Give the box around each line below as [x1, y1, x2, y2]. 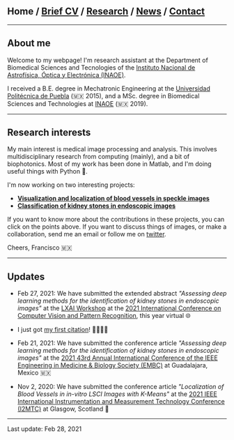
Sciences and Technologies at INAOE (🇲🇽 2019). [7, 99, 148, 107]
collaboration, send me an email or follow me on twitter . [7, 230, 166, 238]
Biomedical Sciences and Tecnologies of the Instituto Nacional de [7, 63, 196, 72]
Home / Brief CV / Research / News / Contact [7, 6, 205, 17]
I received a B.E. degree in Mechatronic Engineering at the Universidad [7, 84, 210, 93]
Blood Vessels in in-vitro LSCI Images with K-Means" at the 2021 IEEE [17, 390, 217, 398]
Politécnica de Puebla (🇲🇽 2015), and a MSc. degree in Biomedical [7, 91, 200, 100]
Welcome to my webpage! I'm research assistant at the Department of [7, 56, 209, 64]
